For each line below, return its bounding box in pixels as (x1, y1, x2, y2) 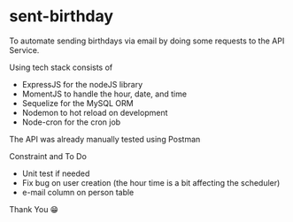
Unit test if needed (21, 168, 90, 179)
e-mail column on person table (21, 187, 135, 197)
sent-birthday (9, 6, 113, 27)
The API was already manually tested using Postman (9, 134, 201, 144)
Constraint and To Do (9, 150, 87, 161)
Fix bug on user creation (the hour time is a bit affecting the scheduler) (21, 177, 281, 188)
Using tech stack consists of (9, 62, 113, 73)
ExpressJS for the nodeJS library (21, 79, 143, 89)
